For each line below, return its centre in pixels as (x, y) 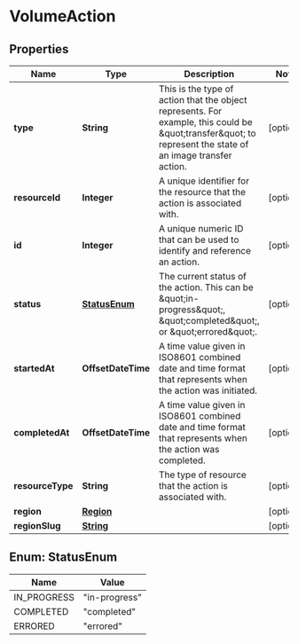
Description (209, 74)
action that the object (203, 100)
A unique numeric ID (201, 228)
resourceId (37, 197)
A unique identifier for (204, 181)
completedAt (42, 432)
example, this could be (205, 122)
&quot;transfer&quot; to (207, 133)
